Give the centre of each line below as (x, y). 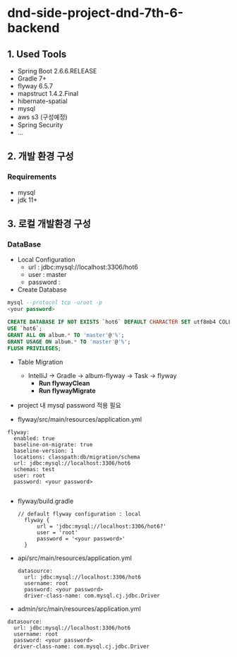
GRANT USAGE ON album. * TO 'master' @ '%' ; (69, 342)
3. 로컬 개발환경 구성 (49, 224)
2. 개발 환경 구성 (41, 156)
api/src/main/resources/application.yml (74, 558)
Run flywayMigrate (67, 391)
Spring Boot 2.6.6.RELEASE (57, 71)
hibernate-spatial (43, 101)
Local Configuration (46, 260)
